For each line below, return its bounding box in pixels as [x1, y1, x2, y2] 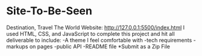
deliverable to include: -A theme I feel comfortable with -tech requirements [6, 36, 192, 43]
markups [6, 43, 28, 50]
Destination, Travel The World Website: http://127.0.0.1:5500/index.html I [6, 24, 185, 31]
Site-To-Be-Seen [6, 4, 92, 18]
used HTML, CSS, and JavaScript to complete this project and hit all [6, 30, 175, 37]
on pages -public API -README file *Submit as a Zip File [29, 43, 171, 50]
